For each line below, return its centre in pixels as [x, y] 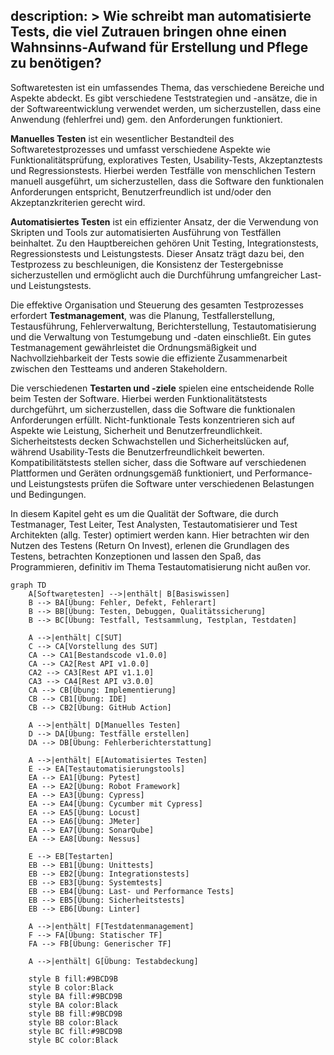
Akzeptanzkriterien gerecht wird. [78, 202]
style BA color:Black [73, 1005]
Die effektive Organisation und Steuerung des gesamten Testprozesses [157, 305]
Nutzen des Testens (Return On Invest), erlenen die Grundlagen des [150, 545]
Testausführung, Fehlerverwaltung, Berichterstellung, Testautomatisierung [163, 326]
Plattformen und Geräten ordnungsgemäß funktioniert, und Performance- [161, 473]
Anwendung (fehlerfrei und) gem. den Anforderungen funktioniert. [146, 119]
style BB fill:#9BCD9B [75, 1014]
